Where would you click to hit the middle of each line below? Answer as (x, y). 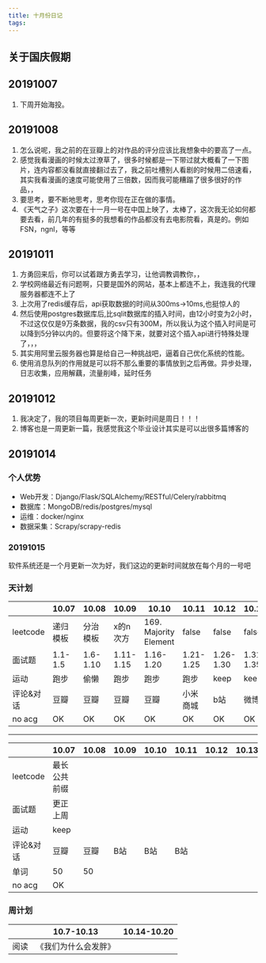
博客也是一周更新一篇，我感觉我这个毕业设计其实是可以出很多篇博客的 (134, 429)
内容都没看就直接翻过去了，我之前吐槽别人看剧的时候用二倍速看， (148, 169)
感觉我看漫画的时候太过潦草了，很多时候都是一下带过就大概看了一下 (131, 160)
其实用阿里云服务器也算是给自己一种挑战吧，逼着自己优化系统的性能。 (134, 354)
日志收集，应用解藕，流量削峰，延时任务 (85, 373)
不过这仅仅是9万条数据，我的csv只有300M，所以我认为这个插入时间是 (134, 324)
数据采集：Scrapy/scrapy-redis (70, 526)
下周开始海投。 (44, 104)
